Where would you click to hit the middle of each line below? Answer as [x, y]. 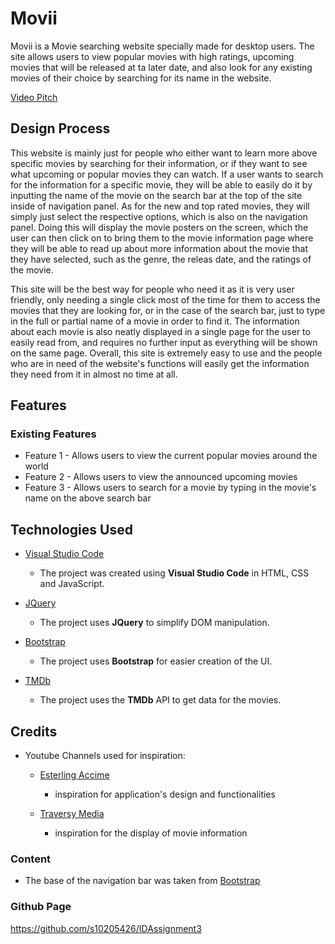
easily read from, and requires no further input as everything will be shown [164, 342]
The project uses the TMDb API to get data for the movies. [160, 700]
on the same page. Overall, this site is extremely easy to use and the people [166, 353]
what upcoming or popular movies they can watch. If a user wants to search [167, 174]
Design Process [60, 128]
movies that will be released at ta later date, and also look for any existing [161, 67]
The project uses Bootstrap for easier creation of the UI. [156, 661]
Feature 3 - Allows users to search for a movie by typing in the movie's [170, 488]
